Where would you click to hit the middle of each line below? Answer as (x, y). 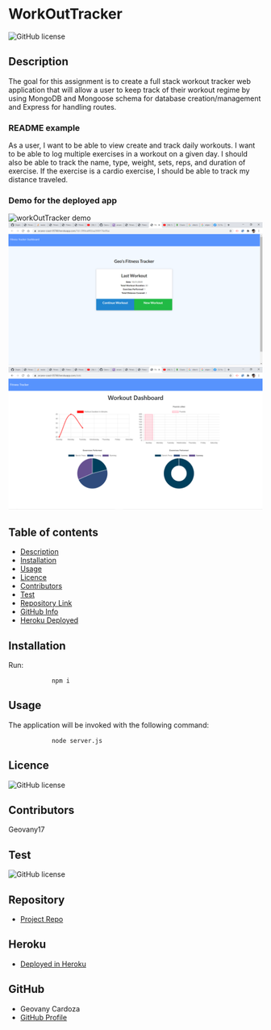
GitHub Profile (43, 1017)
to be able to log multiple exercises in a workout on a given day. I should (128, 154)
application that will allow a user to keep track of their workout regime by (129, 90)
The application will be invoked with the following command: (109, 725)
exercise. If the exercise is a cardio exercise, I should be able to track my (129, 171)
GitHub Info (39, 612)
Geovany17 (27, 830)
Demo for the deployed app (63, 200)
